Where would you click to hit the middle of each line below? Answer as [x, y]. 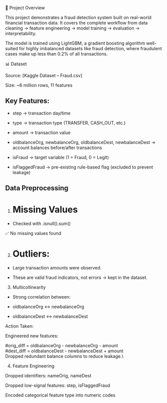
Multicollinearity [29, 287]
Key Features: [27, 101]
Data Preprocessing [37, 188]
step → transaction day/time [42, 113]
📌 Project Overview [25, 8]
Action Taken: [19, 326]
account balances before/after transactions [57, 148]
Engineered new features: [32, 336]
